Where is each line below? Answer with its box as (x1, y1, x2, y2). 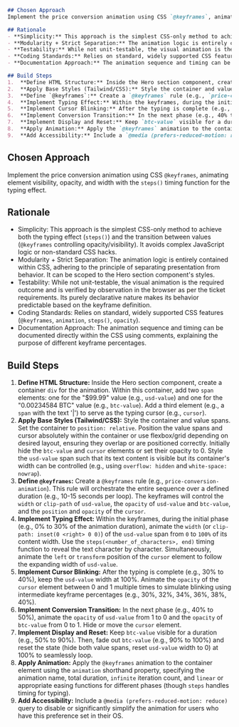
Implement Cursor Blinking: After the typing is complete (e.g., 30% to (17, 567, 224, 577)
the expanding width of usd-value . (17, 560, 119, 569)
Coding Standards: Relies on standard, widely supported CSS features (17, 309, 224, 317)
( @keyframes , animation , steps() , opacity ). (17, 316, 141, 324)
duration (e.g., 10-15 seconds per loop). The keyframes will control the (17, 492, 224, 500)
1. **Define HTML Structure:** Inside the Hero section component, (7, 78, 215, 86)
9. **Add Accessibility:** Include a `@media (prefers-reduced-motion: (7, 132, 228, 139)
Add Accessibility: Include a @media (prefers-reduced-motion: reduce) (17, 696, 228, 705)
